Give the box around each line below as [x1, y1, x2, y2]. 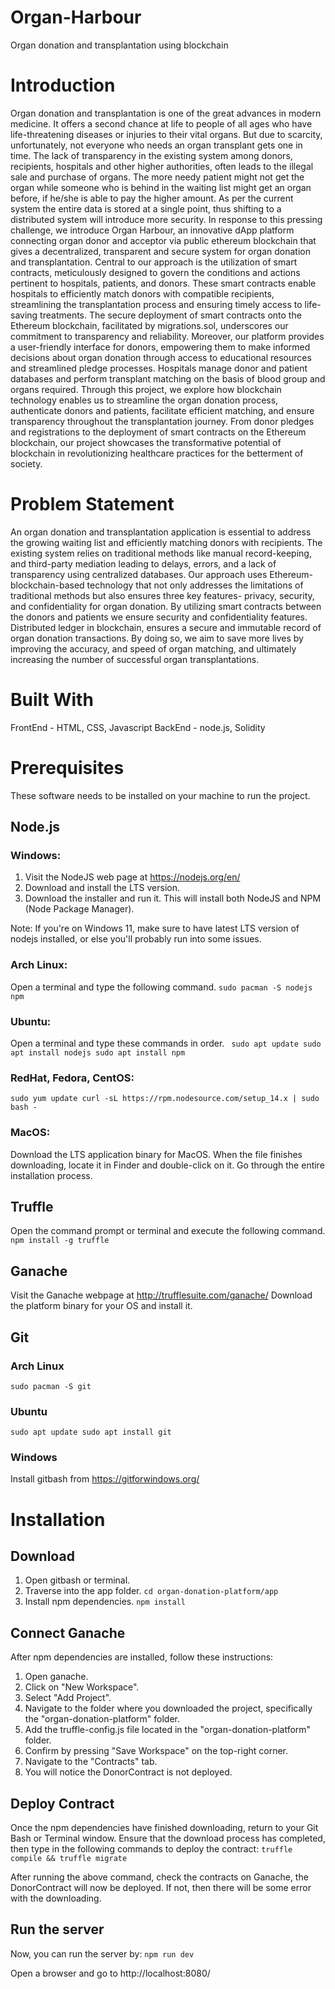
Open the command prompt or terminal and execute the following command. [10, 1225, 326, 1237]
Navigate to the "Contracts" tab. [24, 1756, 158, 1768]
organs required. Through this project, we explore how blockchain [10, 383, 282, 395]
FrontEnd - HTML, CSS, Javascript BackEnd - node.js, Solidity [10, 721, 266, 733]
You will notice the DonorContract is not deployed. [24, 1766, 233, 1778]
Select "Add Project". [24, 1692, 112, 1704]
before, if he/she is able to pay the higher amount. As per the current [10, 192, 294, 204]
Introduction [10, 74, 116, 97]
